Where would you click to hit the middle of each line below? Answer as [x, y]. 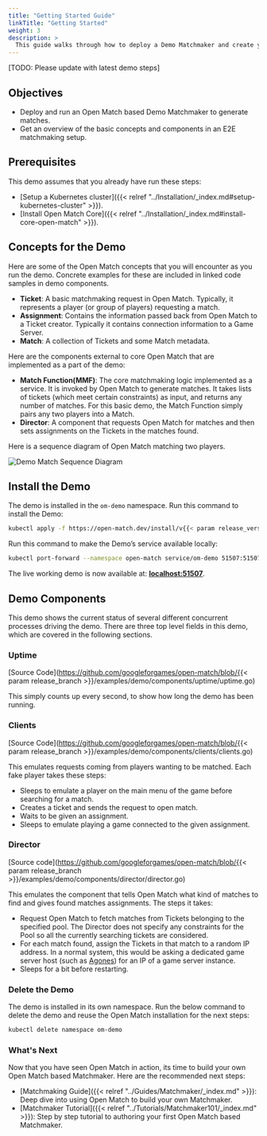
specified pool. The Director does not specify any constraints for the [132, 926]
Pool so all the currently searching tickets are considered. [114, 935]
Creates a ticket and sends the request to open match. [109, 807]
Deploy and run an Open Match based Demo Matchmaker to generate [134, 111]
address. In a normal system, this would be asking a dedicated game [132, 952]
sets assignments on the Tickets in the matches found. [109, 431]
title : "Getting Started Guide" [62, 16]
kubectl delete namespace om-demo [66, 1030]
